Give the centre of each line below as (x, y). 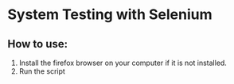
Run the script (42, 71)
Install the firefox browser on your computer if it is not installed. (123, 63)
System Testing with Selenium (110, 15)
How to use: (38, 44)
